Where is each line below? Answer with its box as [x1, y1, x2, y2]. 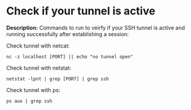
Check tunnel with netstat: [6, 64, 72, 72]
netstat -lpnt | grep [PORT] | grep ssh [6, 76, 110, 82]
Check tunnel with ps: [6, 86, 60, 94]
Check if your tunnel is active [6, 4, 155, 18]
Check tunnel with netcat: [6, 42, 70, 49]
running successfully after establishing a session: [6, 30, 129, 37]
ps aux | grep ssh [6, 98, 52, 104]
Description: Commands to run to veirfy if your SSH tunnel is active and [6, 24, 185, 31]
